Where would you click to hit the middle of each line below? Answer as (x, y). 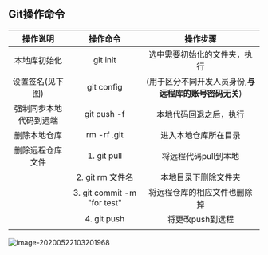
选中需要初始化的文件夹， (197, 54)
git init (105, 60)
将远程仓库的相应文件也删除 (201, 192)
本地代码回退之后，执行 (201, 114)
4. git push (105, 218)
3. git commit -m (105, 193)
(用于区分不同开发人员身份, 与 (201, 81)
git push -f (104, 114)
